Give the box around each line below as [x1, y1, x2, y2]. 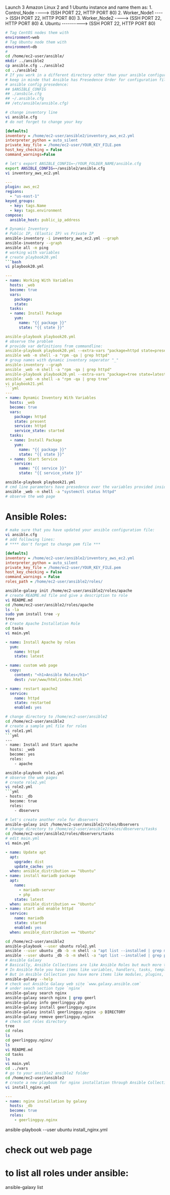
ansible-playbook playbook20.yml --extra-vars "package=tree [5, 372, 137, 377]
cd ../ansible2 [5, 68, 37, 73]
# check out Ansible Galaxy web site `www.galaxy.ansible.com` [5, 981, 142, 986]
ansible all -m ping [5, 245, 49, 250]
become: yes [10, 752, 35, 757]
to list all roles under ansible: [5, 1168, 129, 1179]
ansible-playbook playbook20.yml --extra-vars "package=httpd [5, 348, 139, 353]
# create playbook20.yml [5, 255, 58, 260]
